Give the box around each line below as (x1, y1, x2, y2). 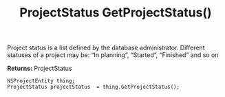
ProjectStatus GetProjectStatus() (19, 5, 212, 21)
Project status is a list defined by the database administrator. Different (7, 43, 205, 52)
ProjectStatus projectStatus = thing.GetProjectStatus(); (7, 84, 180, 91)
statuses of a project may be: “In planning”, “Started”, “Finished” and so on (7, 51, 219, 59)
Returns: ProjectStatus (7, 64, 72, 73)
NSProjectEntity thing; (7, 78, 76, 85)
